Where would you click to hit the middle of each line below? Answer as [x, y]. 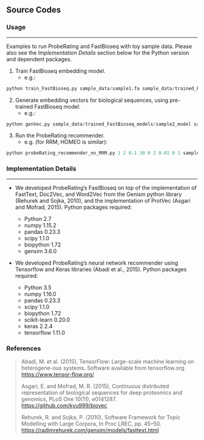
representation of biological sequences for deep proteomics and [102, 392]
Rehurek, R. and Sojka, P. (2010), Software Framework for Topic [101, 417]
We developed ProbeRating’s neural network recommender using [97, 263]
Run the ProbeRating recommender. [60, 135]
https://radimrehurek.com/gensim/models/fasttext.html [90, 430]
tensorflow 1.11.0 [45, 333]
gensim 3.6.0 [40, 251]
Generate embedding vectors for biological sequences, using [92, 100]
